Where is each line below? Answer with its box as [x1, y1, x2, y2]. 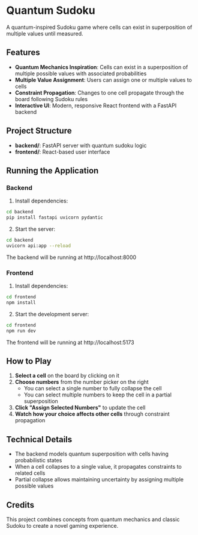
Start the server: [14, 225, 56, 233]
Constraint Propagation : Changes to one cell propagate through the [14, 89, 184, 96]
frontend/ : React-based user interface [14, 148, 110, 155]
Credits [6, 499, 35, 510]
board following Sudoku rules [14, 95, 88, 102]
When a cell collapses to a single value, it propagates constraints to [14, 463, 182, 471]
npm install [6, 299, 36, 305]
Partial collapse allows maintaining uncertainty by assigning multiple [14, 476, 184, 483]
